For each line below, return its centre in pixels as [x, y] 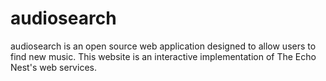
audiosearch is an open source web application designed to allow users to [163, 46]
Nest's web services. [53, 67]
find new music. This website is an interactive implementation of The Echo [163, 56]
